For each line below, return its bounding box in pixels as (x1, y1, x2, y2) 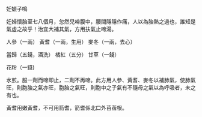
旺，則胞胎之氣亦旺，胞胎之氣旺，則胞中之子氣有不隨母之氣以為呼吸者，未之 (6, 84, 196, 91)
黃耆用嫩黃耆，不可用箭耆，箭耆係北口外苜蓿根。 (6, 104, 127, 111)
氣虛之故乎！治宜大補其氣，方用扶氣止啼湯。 (6, 26, 117, 32)
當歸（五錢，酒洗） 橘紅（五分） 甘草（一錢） (6, 51, 120, 58)
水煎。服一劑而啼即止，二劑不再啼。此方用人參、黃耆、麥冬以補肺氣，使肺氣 (6, 77, 196, 83)
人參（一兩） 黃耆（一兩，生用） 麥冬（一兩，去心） (6, 38, 136, 45)
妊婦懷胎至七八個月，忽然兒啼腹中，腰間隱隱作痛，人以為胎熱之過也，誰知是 (6, 18, 196, 25)
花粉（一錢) (6, 64, 35, 71)
